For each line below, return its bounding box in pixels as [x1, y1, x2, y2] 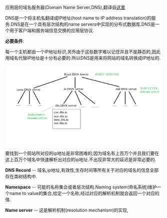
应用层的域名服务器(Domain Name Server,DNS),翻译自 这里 [5, 4, 125, 10]
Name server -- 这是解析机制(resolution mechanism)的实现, [5, 207, 128, 213]
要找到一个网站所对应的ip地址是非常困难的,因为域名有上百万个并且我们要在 [5, 150, 159, 156]
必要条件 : [5, 38, 24, 44]
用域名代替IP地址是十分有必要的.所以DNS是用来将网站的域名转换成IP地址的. [5, 55, 161, 61]
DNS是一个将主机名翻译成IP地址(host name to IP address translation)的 [5, 15, 151, 21]
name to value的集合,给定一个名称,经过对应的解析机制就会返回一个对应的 [9, 190, 159, 196]
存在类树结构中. [5, 173, 37, 179]
